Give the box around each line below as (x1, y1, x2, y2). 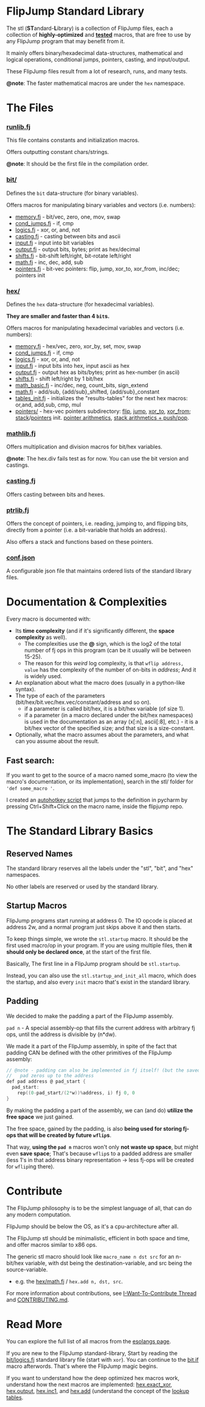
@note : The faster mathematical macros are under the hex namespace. (6, 79, 185, 87)
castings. (6, 461, 29, 469)
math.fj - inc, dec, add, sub (15, 258, 84, 266)
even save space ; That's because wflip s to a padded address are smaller (6, 1150, 192, 1157)
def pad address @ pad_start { (6, 1078, 86, 1085)
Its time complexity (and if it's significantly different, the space (15, 627, 175, 635)
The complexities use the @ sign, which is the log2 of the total (24, 640, 181, 648)
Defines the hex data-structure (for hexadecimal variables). (6, 301, 154, 308)
